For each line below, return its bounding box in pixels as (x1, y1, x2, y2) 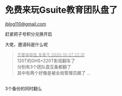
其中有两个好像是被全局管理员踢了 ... (17, 70, 91, 76)
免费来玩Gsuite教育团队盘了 (5, 4, 118, 16)
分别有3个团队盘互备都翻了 (17, 64, 72, 70)
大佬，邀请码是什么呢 (5, 41, 48, 47)
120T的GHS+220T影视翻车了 (17, 57, 76, 64)
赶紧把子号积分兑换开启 (5, 31, 52, 37)
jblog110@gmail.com (5, 21, 46, 27)
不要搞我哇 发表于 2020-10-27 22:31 (17, 52, 85, 57)
